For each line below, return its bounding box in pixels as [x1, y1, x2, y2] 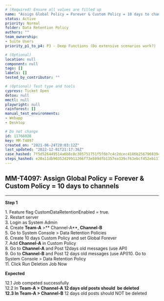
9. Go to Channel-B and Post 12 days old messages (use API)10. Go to [5, 250, 146, 257]
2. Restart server [5, 214, 39, 220]
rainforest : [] [5, 107, 36, 111]
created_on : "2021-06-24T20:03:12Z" [5, 143, 80, 148]
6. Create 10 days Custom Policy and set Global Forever [5, 235, 117, 241]
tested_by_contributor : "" [5, 75, 60, 80]
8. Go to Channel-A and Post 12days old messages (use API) [5, 245, 128, 251]
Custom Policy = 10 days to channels [5, 182, 120, 191]
